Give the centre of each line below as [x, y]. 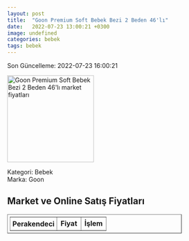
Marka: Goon [26, 179]
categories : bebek [34, 40]
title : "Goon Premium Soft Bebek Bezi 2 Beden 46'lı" [88, 20]
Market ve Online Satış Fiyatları [76, 201]
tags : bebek [24, 46]
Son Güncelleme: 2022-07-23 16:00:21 [62, 66]
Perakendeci [34, 224]
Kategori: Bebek [30, 172]
